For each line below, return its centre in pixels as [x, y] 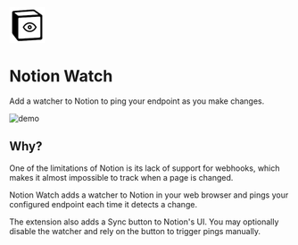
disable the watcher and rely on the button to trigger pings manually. [135, 231]
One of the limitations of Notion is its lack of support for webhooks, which [145, 168]
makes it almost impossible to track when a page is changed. [121, 177]
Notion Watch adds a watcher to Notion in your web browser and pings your [149, 195]
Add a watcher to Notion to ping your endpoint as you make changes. [137, 101]
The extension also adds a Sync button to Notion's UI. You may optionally [144, 222]
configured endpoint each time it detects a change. [103, 204]
